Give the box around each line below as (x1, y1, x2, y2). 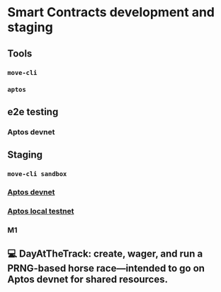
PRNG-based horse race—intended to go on (7, 262, 205, 274)
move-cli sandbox (7, 170, 67, 178)
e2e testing (7, 105, 59, 117)
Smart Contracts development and (7, 4, 215, 21)
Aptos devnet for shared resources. (7, 274, 169, 286)
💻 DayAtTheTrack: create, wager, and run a (7, 248, 203, 260)
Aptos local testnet (7, 206, 74, 216)
